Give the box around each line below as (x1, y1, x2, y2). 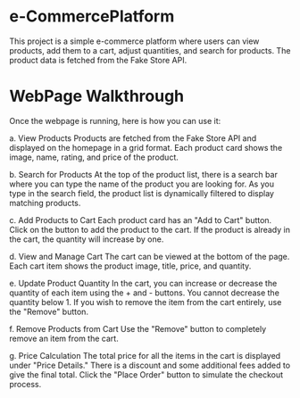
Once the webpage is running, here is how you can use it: (9, 115, 221, 126)
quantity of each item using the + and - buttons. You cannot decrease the (9, 287, 279, 298)
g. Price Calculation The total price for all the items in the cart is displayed (9, 350, 281, 361)
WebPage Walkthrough (9, 87, 185, 106)
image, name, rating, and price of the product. (9, 152, 179, 162)
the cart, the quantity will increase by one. (9, 234, 164, 245)
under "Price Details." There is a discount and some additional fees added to (9, 360, 291, 370)
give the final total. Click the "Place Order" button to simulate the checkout (9, 369, 284, 380)
